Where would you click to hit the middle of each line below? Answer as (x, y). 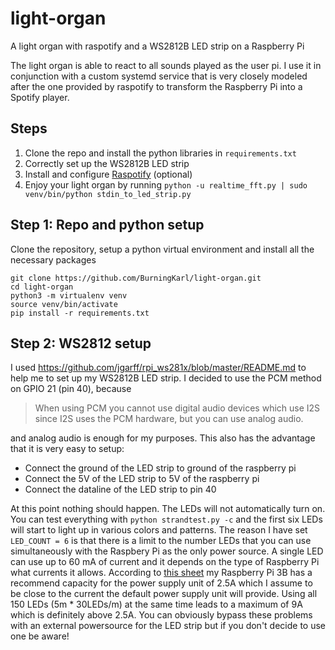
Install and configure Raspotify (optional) (108, 174)
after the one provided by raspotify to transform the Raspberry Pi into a (156, 86)
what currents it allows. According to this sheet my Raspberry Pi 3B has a (161, 573)
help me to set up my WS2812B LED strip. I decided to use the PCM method (166, 378)
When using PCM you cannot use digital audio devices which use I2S (177, 408)
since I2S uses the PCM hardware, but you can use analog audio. (169, 419)
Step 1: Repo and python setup (107, 225)
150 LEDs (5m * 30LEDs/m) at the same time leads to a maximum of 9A (156, 604)
